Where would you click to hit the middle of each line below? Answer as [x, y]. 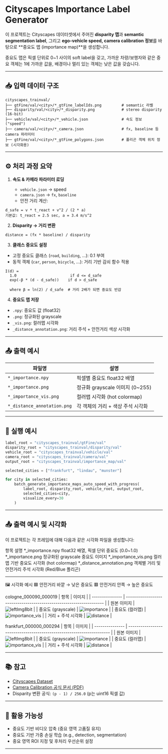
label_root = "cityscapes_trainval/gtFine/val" [56, 443]
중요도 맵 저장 [25, 300]
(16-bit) [14, 114]
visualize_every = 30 [43, 498]
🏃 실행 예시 [21, 431]
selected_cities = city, [47, 494]
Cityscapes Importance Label [68, 9]
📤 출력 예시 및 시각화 [36, 525]
